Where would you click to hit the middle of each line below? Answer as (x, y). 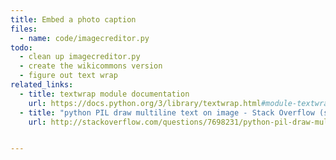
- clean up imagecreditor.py (80, 57)
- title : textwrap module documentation (104, 94)
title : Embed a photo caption (73, 19)
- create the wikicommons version (91, 66)
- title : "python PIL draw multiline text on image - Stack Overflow (167, 112)
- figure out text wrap (68, 76)
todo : (21, 47)
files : (24, 29)
